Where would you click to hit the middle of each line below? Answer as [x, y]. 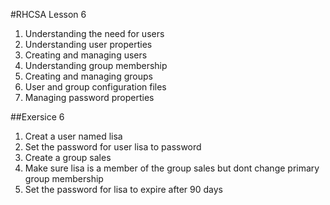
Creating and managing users [86, 55]
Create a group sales [68, 157]
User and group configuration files [95, 87]
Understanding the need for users [94, 33]
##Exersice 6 [37, 117]
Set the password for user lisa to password [113, 147]
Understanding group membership [96, 65]
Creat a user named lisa [73, 136]
